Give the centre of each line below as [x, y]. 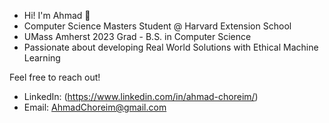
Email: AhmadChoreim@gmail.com [95, 107]
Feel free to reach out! [55, 77]
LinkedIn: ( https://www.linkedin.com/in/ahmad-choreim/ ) [141, 96]
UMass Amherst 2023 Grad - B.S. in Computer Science [137, 36]
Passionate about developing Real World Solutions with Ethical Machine [171, 47]
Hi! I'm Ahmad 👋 [57, 15]
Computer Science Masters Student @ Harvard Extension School [157, 26]
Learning [42, 58]
